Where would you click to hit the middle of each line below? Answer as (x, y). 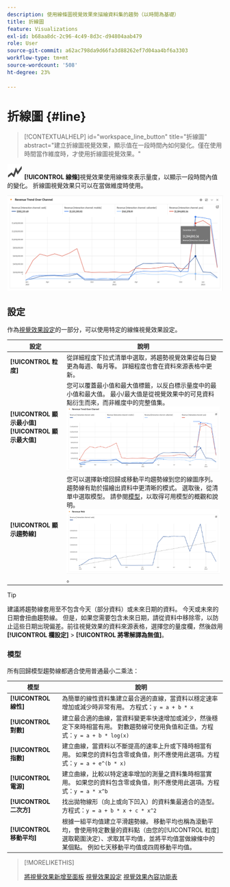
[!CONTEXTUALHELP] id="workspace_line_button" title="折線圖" (115, 137)
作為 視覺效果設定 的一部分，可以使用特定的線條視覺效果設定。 (94, 330)
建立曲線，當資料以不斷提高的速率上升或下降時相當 (134, 746)
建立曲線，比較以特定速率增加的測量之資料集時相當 (134, 774)
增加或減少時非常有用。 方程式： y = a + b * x (128, 707)
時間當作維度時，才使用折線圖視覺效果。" (82, 154)
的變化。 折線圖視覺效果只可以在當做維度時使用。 (77, 186)
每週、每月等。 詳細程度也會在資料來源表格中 (142, 366)
